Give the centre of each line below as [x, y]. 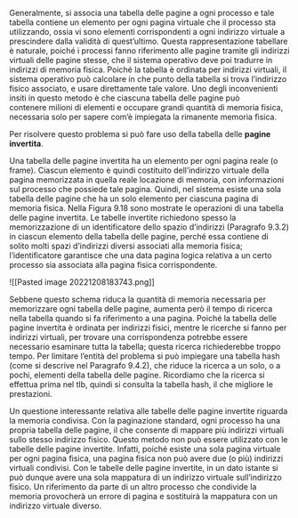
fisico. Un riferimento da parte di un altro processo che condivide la [133, 487]
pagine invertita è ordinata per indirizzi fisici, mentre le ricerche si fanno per [148, 328]
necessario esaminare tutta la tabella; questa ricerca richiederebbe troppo [145, 347]
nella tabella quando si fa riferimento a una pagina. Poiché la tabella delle [143, 318]
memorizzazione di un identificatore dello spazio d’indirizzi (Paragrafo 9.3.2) [149, 227]
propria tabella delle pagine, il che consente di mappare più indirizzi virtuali [147, 430]
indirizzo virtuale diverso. [56, 506]
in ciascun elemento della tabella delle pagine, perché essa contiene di [139, 236]
